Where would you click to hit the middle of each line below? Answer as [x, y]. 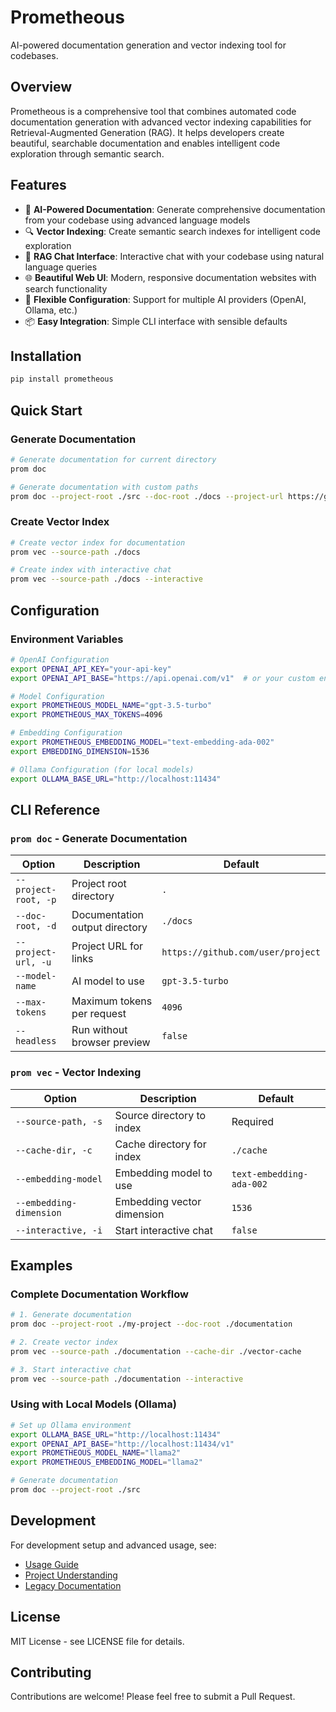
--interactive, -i [59, 1230]
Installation [46, 356]
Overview [41, 87]
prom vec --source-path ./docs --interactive [106, 579]
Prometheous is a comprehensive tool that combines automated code [153, 111]
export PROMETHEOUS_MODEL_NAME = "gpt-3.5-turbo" [111, 706]
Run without [99, 1030]
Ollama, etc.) [51, 310]
